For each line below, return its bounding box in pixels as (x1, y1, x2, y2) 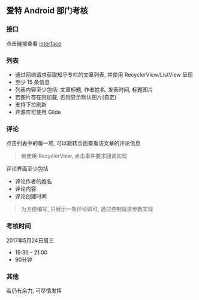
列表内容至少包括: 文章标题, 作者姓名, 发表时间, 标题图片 (14, 86, 153, 93)
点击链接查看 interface (6, 40, 62, 47)
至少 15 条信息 (14, 78, 50, 86)
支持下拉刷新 (14, 101, 47, 108)
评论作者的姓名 (14, 178, 52, 185)
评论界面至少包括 (6, 165, 49, 172)
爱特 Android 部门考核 (6, 5, 88, 16)
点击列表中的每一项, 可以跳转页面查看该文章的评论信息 (6, 140, 141, 147)
